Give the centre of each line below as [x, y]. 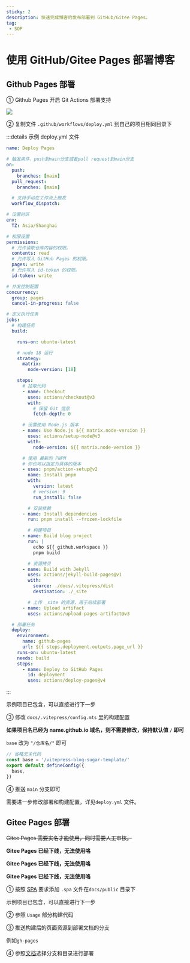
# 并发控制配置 [22, 287]
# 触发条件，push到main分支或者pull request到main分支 [70, 159]
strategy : [29, 358]
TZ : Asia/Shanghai [35, 226]
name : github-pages [46, 641]
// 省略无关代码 [24, 754]
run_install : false [57, 497]
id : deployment [47, 675]
